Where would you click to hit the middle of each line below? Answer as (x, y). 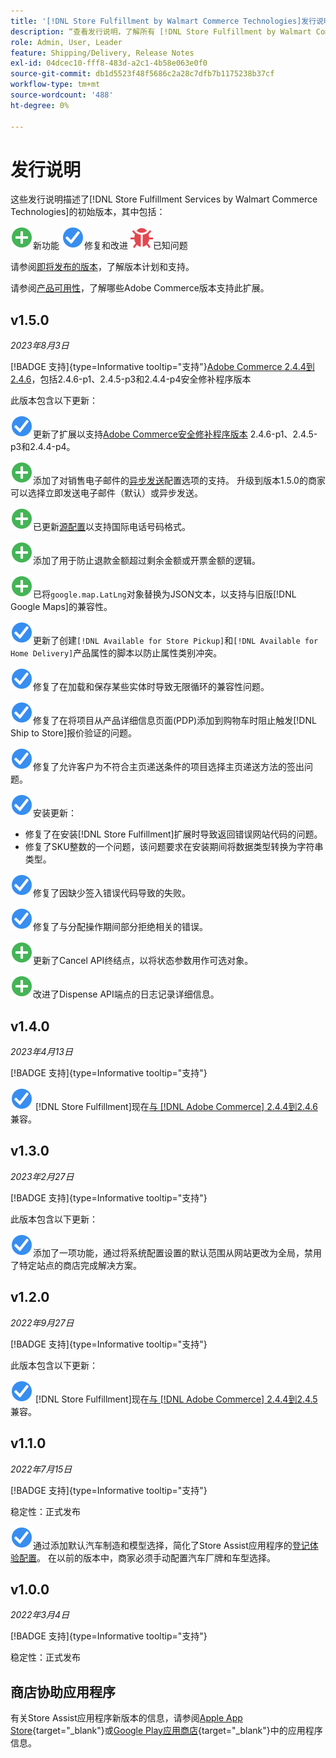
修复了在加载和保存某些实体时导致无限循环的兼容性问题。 (151, 687)
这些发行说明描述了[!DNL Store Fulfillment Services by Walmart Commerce (164, 199)
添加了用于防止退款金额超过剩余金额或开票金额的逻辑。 (147, 561)
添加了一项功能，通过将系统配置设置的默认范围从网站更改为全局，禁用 (177, 1252)
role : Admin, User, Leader (66, 42)
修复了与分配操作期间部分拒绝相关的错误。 (120, 927)
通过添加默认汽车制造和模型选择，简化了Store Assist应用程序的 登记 (171, 1545)
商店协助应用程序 (63, 1691)
